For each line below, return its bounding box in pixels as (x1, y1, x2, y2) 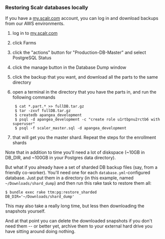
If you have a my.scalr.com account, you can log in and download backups (5, 15, 159, 21)
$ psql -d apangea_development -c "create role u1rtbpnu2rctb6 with (14, 117, 161, 122)
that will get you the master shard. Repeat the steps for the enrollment (12, 134, 156, 140)
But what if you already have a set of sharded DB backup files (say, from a (5, 164, 158, 170)
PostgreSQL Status (12, 55, 51, 61)
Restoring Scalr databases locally (5, 4, 88, 11)
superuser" (12, 121, 35, 126)
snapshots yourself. (5, 208, 46, 214)
